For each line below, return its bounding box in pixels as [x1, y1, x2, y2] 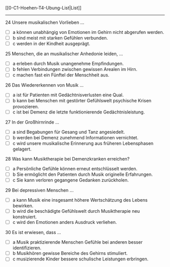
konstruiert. [12, 214, 37, 220]
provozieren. [12, 103, 39, 109]
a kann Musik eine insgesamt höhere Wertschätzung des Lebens [12, 197, 148, 203]
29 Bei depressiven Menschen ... [5, 187, 74, 193]
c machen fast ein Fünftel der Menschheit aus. [12, 72, 110, 78]
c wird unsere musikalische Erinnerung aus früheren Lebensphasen [12, 140, 154, 146]
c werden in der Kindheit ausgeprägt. [12, 41, 90, 47]
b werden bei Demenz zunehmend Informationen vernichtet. [12, 134, 139, 140]
